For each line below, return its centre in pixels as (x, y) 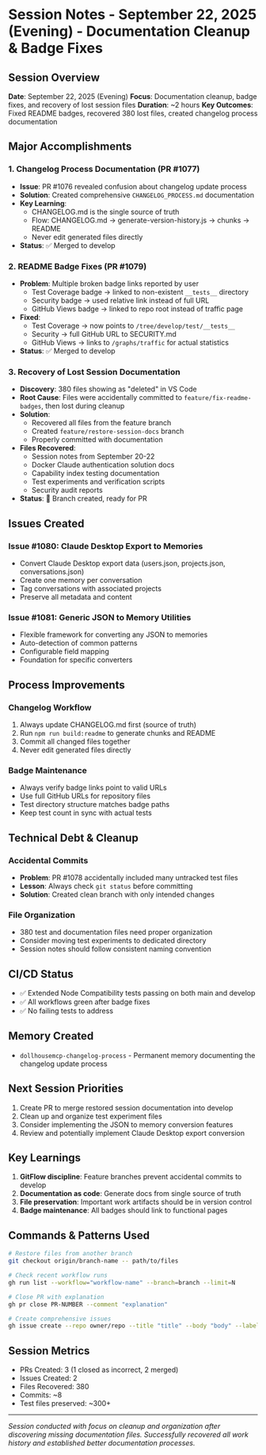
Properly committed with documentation (97, 440)
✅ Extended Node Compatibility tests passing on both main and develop (137, 993)
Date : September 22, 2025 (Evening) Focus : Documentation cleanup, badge (133, 96)
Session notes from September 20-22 (93, 456)
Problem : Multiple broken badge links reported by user (109, 284)
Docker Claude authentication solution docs (103, 465)
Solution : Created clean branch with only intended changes (117, 894)
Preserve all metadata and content (76, 596)
